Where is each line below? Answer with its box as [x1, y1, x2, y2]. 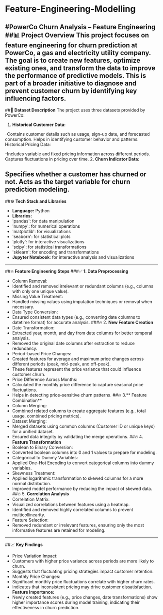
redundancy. [12, 345, 37, 351]
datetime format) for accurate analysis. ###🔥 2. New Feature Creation [12, 319, 154, 325]
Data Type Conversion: [12, 309, 58, 315]
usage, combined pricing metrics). [12, 413, 81, 419]
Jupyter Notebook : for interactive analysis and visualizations [12, 254, 134, 260]
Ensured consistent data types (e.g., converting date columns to [12, 314, 141, 320]
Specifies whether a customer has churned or [5, 170, 147, 179]
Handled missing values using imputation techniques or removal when [12, 298, 153, 305]
